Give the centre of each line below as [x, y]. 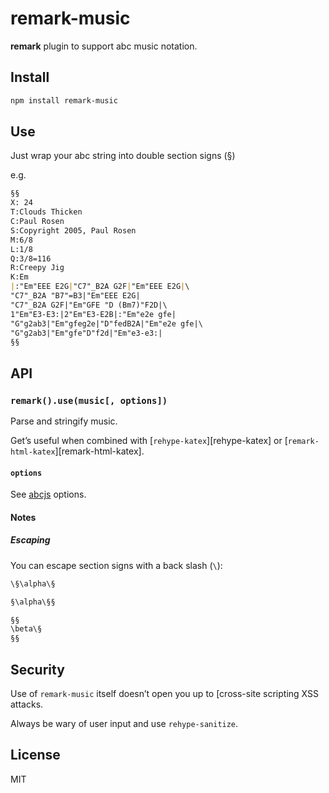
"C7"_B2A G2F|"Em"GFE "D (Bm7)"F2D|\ [89, 305]
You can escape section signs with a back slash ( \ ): [116, 565]
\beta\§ [26, 629]
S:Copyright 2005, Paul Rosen [73, 230]
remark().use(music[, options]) [89, 400]
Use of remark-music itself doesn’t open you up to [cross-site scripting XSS [164, 693]
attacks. [27, 704]
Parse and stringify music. [64, 421]
